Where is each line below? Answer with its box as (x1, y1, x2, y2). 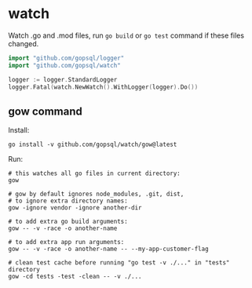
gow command (8, 104, 82, 118)
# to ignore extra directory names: (8, 197, 128, 205)
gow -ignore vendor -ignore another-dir (8, 204, 143, 212)
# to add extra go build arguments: (8, 217, 128, 226)
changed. (8, 38, 39, 48)
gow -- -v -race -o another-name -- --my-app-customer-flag (8, 245, 210, 253)
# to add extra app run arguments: (8, 239, 125, 246)
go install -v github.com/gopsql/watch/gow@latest (8, 140, 177, 149)
